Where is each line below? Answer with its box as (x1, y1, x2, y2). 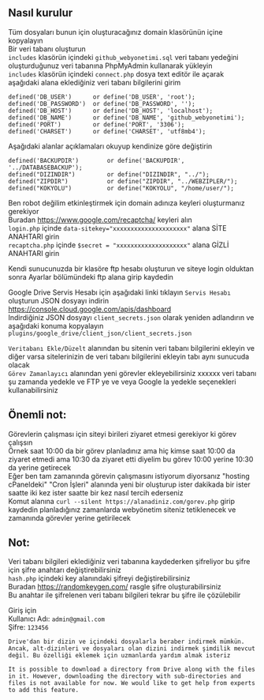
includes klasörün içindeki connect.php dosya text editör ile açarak (8, 69, 225, 78)
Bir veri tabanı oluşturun (8, 43, 87, 54)
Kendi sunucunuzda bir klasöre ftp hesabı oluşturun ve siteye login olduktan (8, 264, 255, 273)
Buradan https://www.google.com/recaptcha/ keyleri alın (8, 215, 193, 224)
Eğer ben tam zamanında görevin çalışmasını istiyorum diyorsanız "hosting (8, 471, 250, 480)
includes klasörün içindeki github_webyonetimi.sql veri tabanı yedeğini (8, 52, 239, 62)
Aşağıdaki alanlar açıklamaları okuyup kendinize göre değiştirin (8, 141, 213, 151)
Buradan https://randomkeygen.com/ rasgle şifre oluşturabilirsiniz (8, 582, 222, 592)
